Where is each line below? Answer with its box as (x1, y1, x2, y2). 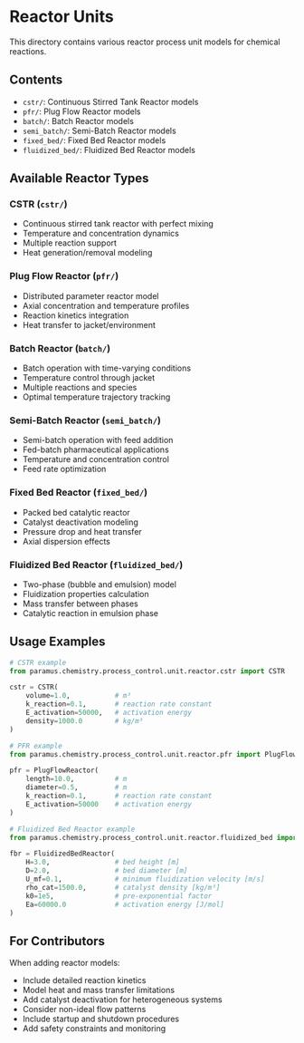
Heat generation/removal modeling (22, 247, 153, 258)
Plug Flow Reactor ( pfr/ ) (9, 270, 119, 283)
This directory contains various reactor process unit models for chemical (9, 36, 280, 47)
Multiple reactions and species (22, 382, 138, 393)
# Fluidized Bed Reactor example (9, 825, 136, 834)
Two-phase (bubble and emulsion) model (22, 578, 176, 590)
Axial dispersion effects (22, 536, 110, 546)
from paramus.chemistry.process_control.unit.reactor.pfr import (9, 749, 261, 758)
